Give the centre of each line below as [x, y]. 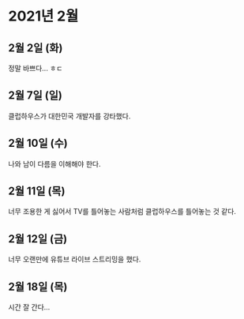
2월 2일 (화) [36, 48]
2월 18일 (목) [38, 286]
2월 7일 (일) [36, 96]
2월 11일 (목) [37, 191]
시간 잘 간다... [29, 307]
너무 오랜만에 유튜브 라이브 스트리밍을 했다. [75, 259]
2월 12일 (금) [38, 239]
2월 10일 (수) [38, 143]
